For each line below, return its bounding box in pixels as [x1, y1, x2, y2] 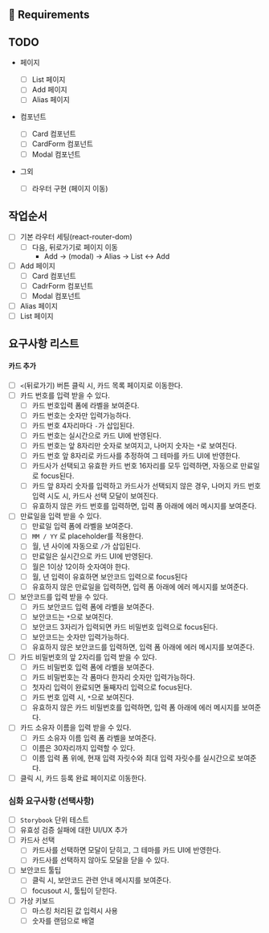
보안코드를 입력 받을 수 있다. [19, 591, 108, 601]
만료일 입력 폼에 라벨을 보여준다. [31, 522, 133, 531]
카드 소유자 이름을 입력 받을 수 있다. [19, 722, 132, 732]
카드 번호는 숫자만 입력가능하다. [31, 411, 131, 420]
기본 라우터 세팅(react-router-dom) [19, 232, 132, 242]
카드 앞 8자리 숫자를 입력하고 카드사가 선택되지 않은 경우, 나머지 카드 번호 [31, 481, 261, 491]
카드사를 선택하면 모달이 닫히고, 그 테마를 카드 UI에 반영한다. [31, 845, 222, 855]
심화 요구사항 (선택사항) [8, 795, 95, 806]
